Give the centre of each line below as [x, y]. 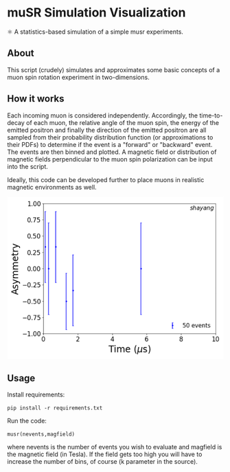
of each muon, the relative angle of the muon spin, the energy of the [123, 122]
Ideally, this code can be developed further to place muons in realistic [106, 179]
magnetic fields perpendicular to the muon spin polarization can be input [110, 159]
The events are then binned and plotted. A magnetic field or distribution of [112, 152]
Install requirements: [36, 395]
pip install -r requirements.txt [55, 408]
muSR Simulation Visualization [96, 13]
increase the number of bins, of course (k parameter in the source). [102, 462]
